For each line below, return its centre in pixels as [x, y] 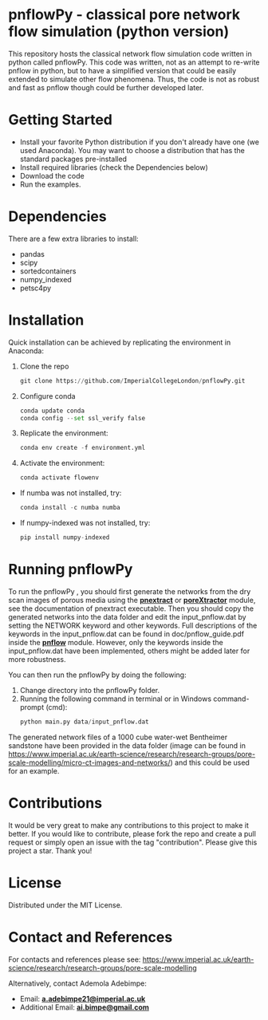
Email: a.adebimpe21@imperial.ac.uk [83, 998]
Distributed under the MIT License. [65, 905]
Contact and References [91, 937]
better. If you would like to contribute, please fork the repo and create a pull [132, 833]
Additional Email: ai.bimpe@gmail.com [85, 1007]
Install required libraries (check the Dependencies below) [114, 167]
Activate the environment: [62, 463]
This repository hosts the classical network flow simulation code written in [130, 53]
